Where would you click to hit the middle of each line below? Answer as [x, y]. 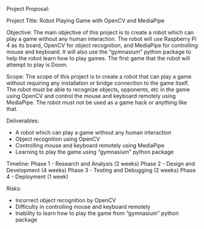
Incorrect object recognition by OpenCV [65, 200]
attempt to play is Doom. [37, 65]
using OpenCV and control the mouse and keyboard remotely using [91, 96]
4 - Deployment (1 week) [37, 177]
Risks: [14, 188]
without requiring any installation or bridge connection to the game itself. [98, 83]
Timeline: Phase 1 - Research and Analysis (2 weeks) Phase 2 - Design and [101, 164]
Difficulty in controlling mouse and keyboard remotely [83, 207]
